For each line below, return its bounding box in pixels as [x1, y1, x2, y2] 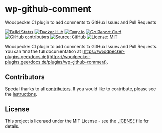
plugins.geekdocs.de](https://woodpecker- [5, 53, 91, 59]
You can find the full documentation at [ [5, 49, 84, 54]
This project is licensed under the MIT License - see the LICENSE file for [5, 118, 149, 124]
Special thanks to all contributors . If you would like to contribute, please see [5, 86, 156, 92]
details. [5, 123, 20, 129]
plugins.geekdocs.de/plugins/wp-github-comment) [5, 59, 107, 65]
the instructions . [5, 91, 38, 97]
